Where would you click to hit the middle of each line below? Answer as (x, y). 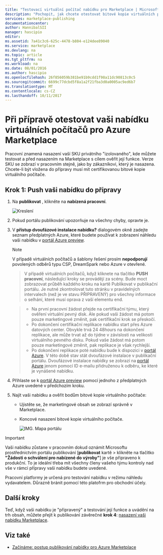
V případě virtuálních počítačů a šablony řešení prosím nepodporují (80, 259)
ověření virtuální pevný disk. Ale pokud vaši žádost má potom (93, 314)
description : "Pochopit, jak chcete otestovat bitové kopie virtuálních (80, 14)
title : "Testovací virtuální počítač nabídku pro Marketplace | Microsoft (82, 9)
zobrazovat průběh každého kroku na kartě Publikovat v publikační (91, 284)
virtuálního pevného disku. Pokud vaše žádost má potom (88, 340)
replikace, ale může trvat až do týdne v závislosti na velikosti (92, 335)
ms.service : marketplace (30, 46)
